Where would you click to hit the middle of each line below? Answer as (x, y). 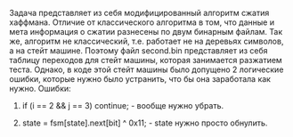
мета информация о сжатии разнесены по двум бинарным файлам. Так (146, 32)
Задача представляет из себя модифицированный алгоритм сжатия (139, 13)
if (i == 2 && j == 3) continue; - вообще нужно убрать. (123, 105)
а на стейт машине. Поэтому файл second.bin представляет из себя (138, 51)
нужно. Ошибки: (40, 89)
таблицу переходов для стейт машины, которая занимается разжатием (146, 60)
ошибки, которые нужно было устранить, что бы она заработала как (140, 79)
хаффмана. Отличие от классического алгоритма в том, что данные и (142, 22)
